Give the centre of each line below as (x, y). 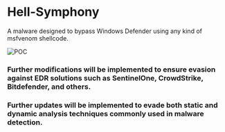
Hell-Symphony (53, 12)
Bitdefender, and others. (49, 87)
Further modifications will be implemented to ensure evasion (111, 69)
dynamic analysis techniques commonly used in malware (106, 113)
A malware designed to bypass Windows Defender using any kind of (105, 31)
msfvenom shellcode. (38, 38)
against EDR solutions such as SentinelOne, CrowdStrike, (106, 78)
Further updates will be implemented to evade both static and (112, 105)
